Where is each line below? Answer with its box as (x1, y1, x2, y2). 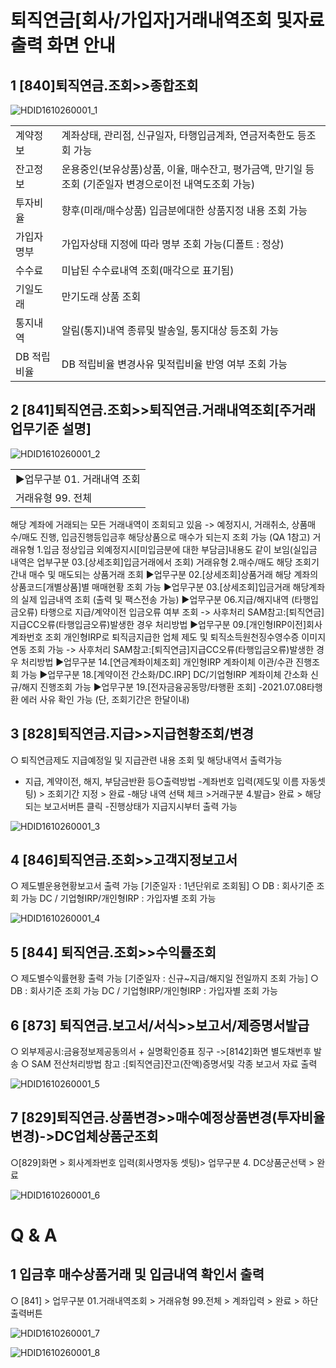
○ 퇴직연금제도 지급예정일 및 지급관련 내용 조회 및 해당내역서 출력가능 (10, 754, 283, 766)
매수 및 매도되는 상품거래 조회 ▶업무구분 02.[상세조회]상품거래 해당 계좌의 (28, 568, 319, 580)
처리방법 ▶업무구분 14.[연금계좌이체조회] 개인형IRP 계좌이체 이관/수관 (20, 656, 294, 668)
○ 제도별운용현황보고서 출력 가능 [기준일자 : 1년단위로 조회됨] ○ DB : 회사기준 (10, 880, 315, 892)
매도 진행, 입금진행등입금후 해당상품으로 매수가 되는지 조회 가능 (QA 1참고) (21, 531, 311, 543)
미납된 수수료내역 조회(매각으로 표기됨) (61, 264, 235, 277)
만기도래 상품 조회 (61, 290, 142, 303)
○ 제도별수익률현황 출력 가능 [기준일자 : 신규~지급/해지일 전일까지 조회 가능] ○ (10, 972, 319, 985)
